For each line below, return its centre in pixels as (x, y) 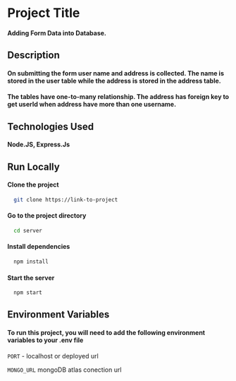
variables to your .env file (45, 340)
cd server (28, 231)
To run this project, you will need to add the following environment (106, 333)
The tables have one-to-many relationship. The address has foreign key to (118, 97)
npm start (28, 293)
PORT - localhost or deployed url (53, 356)
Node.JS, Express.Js (39, 145)
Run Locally (33, 166)
